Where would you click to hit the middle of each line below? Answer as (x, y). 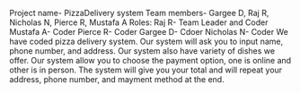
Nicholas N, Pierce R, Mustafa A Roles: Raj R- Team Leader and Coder (139, 22)
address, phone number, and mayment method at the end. (117, 79)
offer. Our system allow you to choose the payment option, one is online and (150, 60)
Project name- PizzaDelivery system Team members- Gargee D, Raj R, (139, 13)
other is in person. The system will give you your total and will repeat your (146, 70)
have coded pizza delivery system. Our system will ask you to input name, (146, 41)
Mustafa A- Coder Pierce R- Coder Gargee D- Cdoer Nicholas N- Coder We (149, 32)
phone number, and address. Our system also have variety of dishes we (142, 51)
